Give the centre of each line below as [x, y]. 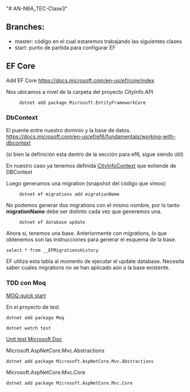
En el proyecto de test [33, 307]
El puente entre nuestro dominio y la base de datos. [69, 130]
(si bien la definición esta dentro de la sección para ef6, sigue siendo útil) [95, 154]
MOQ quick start [26, 296]
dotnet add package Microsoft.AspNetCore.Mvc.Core [69, 383]
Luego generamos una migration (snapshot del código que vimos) [86, 183]
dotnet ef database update [52, 222]
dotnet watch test [29, 328]
